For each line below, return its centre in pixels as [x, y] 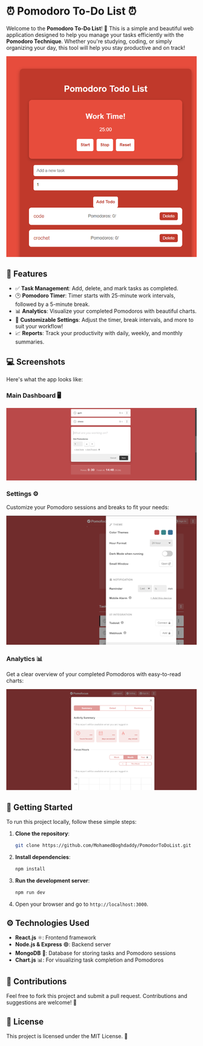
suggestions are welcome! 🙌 [42, 1002]
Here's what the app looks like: [45, 379]
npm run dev [30, 892]
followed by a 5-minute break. [52, 304]
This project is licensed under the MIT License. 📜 [67, 1036]
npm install [30, 869]
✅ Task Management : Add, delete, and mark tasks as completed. [97, 288]
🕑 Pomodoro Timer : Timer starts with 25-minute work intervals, [95, 296]
